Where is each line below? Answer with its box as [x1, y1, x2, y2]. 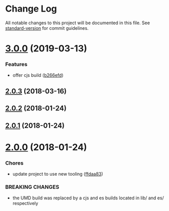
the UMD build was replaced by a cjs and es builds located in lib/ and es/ [12, 195, 164, 201]
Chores [5, 160, 24, 167]
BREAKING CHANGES [5, 184, 60, 190]
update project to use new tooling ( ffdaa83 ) [12, 171, 103, 177]
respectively [12, 200, 39, 206]
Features [5, 61, 28, 68]
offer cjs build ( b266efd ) [12, 72, 64, 78]
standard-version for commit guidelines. [5, 25, 89, 31]
